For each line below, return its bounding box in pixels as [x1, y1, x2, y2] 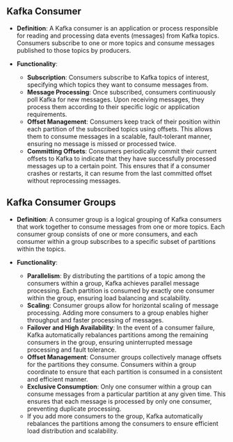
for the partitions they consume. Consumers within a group [26, 360, 196, 368]
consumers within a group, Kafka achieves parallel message [26, 279, 200, 287]
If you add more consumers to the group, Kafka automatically [26, 411, 203, 420]
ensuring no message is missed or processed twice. [26, 139, 177, 148]
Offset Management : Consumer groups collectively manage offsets [26, 352, 222, 361]
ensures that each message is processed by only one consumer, [26, 397, 212, 405]
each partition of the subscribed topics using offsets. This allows [26, 124, 213, 133]
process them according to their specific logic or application [26, 102, 200, 110]
